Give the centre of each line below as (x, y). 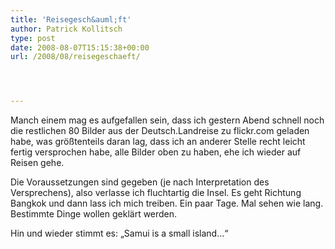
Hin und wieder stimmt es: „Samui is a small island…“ (119, 233)
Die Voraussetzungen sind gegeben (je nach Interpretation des (140, 182)
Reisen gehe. (37, 163)
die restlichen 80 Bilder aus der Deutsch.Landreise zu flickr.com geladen (160, 131)
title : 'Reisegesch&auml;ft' (71, 19)
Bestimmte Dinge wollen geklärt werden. (94, 214)
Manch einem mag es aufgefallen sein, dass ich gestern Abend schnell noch (167, 120)
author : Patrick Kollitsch (66, 29)
